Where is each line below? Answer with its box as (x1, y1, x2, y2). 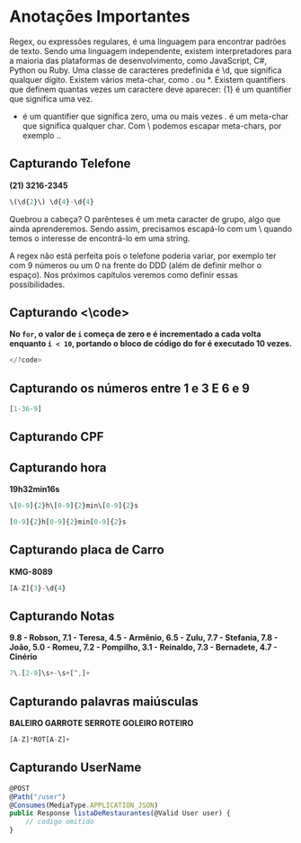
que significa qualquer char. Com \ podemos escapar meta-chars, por (22, 120, 282, 131)
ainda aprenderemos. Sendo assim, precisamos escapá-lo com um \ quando (9, 223, 293, 234)
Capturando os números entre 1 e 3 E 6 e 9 (9, 381, 250, 396)
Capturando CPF (9, 429, 104, 444)
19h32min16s (9, 484, 60, 495)
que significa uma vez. (9, 93, 93, 104)
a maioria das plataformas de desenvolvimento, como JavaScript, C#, (9, 55, 268, 66)
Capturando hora (9, 460, 107, 475)
